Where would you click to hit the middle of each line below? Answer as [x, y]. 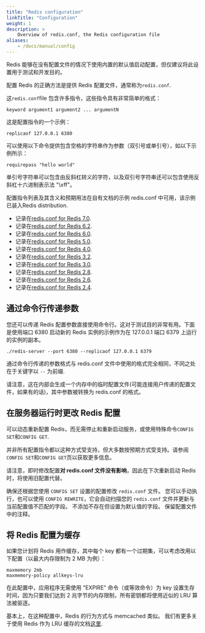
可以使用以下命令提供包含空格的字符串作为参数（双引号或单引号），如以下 [99, 145]
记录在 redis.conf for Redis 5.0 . [53, 241]
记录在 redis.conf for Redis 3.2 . [54, 256]
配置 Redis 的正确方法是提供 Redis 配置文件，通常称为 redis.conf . [89, 85]
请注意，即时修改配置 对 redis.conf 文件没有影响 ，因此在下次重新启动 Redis [101, 470]
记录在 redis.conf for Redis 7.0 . [53, 218]
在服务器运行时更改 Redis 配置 [63, 413]
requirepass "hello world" [41, 165]
